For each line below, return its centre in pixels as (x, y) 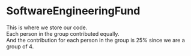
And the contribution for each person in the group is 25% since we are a (95, 40)
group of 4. (20, 46)
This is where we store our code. (47, 27)
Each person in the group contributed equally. (63, 33)
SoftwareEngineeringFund (73, 11)
